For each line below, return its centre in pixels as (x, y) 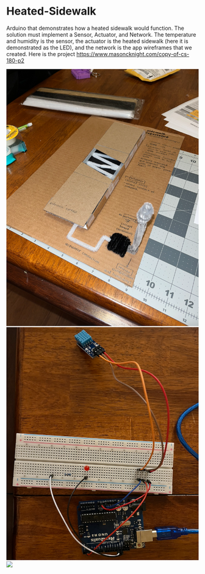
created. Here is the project (41, 54)
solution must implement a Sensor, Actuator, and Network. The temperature (101, 34)
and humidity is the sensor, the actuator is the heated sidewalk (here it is (97, 41)
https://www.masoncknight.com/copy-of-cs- (133, 54)
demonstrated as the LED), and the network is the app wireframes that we (99, 48)
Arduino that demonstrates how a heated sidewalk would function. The (95, 28)
